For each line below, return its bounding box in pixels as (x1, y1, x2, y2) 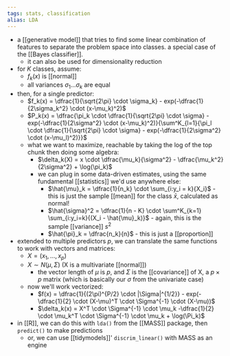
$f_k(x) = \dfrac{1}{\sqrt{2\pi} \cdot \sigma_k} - (27, 97, 163, 105)
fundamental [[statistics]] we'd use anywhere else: (37, 177, 181, 186)
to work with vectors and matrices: (16, 244, 115, 252)
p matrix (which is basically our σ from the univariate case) (37, 275, 204, 283)
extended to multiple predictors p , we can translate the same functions (16, 236, 218, 245)
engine (27, 341, 47, 349)
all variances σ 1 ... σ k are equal (27, 80, 111, 91)
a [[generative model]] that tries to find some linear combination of (16, 35, 206, 43)
